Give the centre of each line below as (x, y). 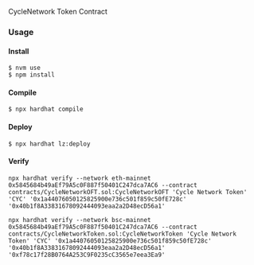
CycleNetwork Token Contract (58, 12)
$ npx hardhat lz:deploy (49, 144)
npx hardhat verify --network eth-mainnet (80, 178)
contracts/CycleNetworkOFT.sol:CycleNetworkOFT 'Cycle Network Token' (128, 192)
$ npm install (32, 75)
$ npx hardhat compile (46, 109)
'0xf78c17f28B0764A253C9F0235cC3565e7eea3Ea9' (87, 255)
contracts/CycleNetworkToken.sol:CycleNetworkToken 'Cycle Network (123, 234)
